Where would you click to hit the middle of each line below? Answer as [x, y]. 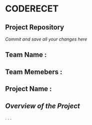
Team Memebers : [34, 72]
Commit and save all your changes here [46, 39]
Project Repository [35, 27]
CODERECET [32, 9]
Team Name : [26, 55]
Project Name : [29, 89]
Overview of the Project [43, 106]
